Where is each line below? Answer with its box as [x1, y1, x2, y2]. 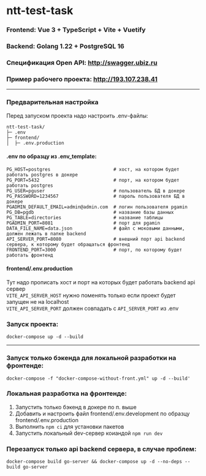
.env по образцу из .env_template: [6, 153, 97, 160]
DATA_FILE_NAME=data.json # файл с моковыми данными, [6, 225, 185, 232]
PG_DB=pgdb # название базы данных [6, 209, 174, 215]
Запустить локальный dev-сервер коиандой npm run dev [15, 429, 163, 437]
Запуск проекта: [6, 320, 59, 328]
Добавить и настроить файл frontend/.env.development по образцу [15, 410, 190, 417]
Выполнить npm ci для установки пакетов [15, 423, 124, 430]
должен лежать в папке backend [6, 230, 86, 236]
